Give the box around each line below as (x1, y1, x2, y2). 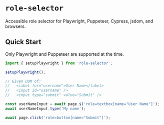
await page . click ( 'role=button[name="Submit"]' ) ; (5, 115, 111, 120)
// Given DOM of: (5, 79, 41, 84)
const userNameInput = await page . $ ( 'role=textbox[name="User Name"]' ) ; (5, 102, 160, 107)
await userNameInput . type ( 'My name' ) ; (5, 106, 86, 111)
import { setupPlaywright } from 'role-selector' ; (5, 61, 113, 66)
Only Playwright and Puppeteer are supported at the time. (5, 51, 124, 57)
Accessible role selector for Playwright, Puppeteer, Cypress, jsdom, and (5, 18, 153, 24)
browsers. (5, 23, 26, 29)
